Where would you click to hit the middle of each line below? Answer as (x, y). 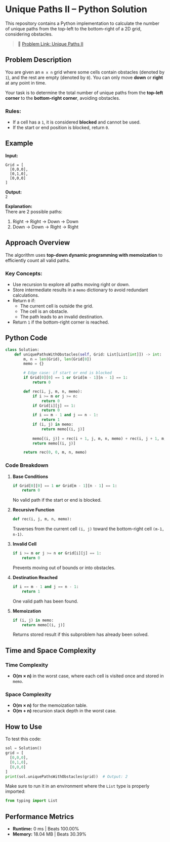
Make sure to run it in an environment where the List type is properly (77, 786)
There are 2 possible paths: (34, 212)
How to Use (24, 727)
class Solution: (22, 350)
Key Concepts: (24, 273)
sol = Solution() (24, 748)
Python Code (26, 338)
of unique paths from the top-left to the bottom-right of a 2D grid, (73, 28)
